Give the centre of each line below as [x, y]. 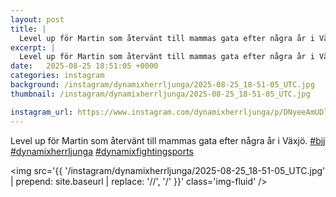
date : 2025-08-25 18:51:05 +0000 [84, 66]
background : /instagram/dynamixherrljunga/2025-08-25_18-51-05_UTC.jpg [162, 85]
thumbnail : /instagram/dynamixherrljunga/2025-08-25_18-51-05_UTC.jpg [160, 94]
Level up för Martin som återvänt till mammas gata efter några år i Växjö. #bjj [168, 140]
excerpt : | [33, 47]
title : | [28, 29]
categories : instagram [57, 76]
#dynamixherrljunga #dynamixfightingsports [102, 151]
